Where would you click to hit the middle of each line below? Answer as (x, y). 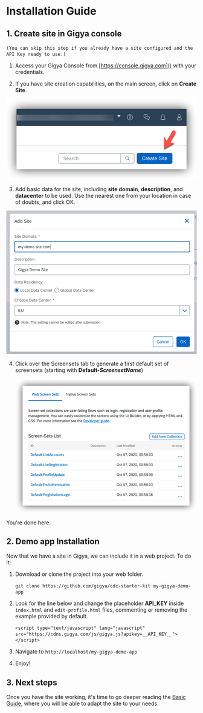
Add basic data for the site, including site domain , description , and (99, 189)
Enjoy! (23, 663)
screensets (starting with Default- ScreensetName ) (79, 370)
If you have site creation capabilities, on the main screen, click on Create (106, 84)
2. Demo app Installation (53, 541)
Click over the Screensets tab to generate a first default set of (92, 364)
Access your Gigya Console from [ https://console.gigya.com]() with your (105, 66)
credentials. (30, 72)
